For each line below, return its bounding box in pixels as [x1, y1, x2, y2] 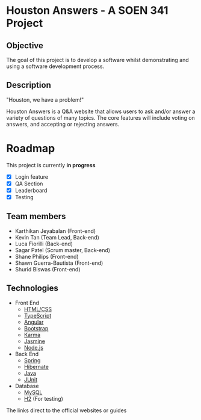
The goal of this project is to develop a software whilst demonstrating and [6, 57, 190, 63]
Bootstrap [23, 324, 49, 332]
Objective [6, 40, 44, 51]
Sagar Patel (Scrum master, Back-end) [14, 246, 110, 253]
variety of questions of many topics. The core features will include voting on [6, 114, 196, 121]
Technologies [6, 283, 59, 294]
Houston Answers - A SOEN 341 [6, 4, 169, 17]
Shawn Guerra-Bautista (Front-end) [14, 259, 104, 267]
